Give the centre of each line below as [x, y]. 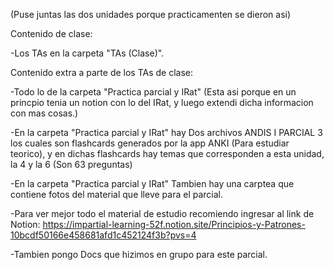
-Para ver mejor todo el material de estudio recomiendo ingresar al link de [162, 213]
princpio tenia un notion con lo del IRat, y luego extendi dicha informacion [162, 102]
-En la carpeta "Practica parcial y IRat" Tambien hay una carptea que [152, 183]
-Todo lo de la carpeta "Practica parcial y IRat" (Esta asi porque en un [153, 92]
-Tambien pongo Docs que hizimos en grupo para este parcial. [139, 254]
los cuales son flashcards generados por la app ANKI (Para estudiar [150, 143]
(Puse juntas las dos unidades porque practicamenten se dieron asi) [151, 14]
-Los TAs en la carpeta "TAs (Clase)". [87, 53]
